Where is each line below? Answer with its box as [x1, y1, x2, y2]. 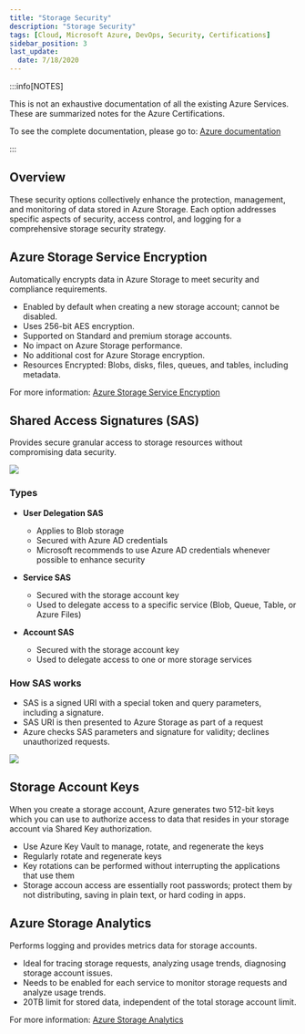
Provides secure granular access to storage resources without [9, 437, 243, 448]
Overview [9, 170, 66, 185]
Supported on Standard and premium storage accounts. [22, 330, 232, 341]
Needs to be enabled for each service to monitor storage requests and [22, 977, 288, 987]
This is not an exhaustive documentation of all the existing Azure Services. [9, 98, 290, 109]
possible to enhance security [36, 553, 146, 565]
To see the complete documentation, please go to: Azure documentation [9, 126, 281, 137]
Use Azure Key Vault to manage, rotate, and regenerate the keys [22, 841, 264, 852]
